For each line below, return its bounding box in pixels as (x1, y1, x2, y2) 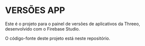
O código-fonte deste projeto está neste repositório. (5, 35, 110, 41)
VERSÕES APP (5, 5, 65, 16)
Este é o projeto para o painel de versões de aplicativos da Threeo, (5, 21, 141, 27)
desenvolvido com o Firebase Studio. (5, 26, 80, 31)
